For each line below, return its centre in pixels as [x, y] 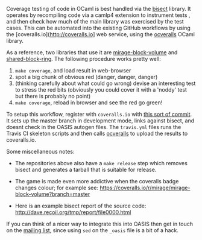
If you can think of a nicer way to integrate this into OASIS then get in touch [100, 224]
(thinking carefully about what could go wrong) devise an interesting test [105, 83]
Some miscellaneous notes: [40, 151]
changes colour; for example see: [56, 188]
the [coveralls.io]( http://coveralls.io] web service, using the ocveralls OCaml [100, 34]
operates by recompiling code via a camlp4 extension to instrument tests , [98, 15]
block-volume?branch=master [52, 194]
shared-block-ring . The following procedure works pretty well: [84, 59]
